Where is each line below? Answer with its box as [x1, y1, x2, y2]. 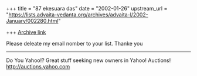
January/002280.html [6, 18, 59, 24]
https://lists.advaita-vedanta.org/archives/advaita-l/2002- [8, 11, 148, 18]
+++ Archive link [6, 29, 46, 36]
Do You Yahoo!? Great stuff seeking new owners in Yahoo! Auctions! [6, 57, 171, 64]
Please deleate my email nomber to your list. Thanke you [6, 40, 143, 47]
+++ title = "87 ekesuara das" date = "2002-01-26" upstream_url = [6, 5, 168, 12]
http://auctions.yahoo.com [6, 63, 70, 70]
